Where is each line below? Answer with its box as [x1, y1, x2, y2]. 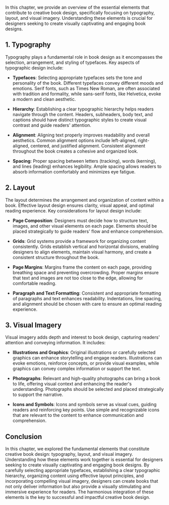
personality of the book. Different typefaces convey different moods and [12, 80, 163, 86]
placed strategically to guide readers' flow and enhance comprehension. [12, 228, 164, 234]
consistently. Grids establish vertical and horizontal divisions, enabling [12, 243, 159, 249]
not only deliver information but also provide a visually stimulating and [5, 484, 151, 490]
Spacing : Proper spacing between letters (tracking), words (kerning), [12, 158, 156, 164]
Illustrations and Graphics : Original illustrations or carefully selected [12, 349, 156, 355]
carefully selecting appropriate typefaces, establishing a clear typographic [5, 467, 160, 474]
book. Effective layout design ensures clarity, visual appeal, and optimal [5, 202, 154, 208]
